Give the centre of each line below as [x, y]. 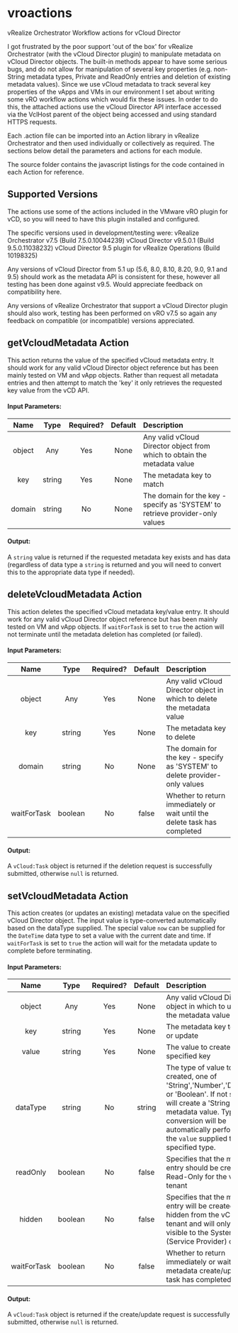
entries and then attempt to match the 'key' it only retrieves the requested [115, 383]
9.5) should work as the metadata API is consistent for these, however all [114, 276]
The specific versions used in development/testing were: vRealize [103, 233]
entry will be [187, 1206]
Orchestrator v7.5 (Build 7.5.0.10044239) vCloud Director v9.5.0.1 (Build [111, 240]
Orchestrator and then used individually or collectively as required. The [111, 143]
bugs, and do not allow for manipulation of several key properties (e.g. [110, 69]
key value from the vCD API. [49, 390]
